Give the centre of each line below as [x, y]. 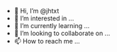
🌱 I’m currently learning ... [52, 26]
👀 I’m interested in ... [44, 18]
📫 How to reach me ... [47, 41]
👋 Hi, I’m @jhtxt [37, 11]
